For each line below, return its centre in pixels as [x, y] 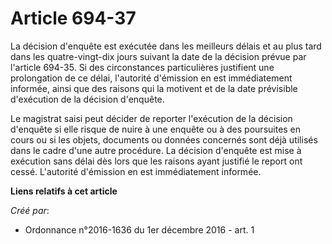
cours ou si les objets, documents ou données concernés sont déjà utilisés [164, 139]
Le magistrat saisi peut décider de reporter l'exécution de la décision [151, 118]
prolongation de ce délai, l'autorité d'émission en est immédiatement [151, 78]
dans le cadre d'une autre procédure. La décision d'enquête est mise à [156, 150]
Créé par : [30, 210]
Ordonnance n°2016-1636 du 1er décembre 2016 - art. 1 [139, 229]
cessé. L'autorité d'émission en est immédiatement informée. [136, 171]
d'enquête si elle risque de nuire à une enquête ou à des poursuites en [156, 129]
